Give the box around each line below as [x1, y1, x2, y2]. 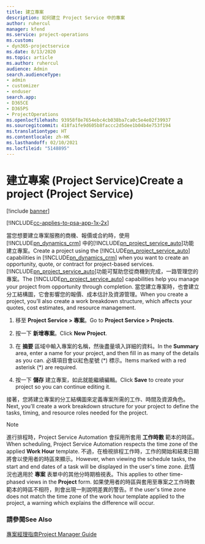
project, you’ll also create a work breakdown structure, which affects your [6, 297, 193, 304]
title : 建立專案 [6, 9, 44, 15]
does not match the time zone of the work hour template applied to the [6, 493, 185, 500]
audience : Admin [6, 65, 48, 72]
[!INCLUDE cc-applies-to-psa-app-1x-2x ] [6, 219, 110, 226]
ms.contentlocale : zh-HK [6, 134, 70, 141]
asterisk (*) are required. [15, 363, 78, 370]
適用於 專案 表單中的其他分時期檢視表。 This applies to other [17, 470, 168, 477]
